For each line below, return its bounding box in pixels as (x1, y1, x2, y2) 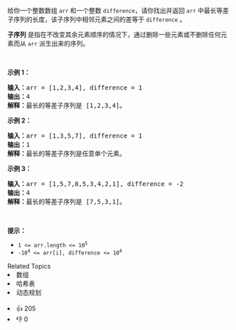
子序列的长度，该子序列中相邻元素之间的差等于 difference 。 (7, 15, 186, 24)
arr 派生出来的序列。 (27, 39, 90, 48)
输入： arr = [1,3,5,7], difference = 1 (7, 132, 143, 140)
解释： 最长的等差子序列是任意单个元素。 (7, 150, 126, 158)
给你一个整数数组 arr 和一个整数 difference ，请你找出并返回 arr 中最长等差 (7, 6, 230, 14)
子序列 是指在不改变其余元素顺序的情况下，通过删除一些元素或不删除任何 (7, 31, 221, 38)
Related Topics (7, 262, 51, 270)
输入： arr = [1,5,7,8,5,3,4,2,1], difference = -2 (7, 180, 184, 187)
